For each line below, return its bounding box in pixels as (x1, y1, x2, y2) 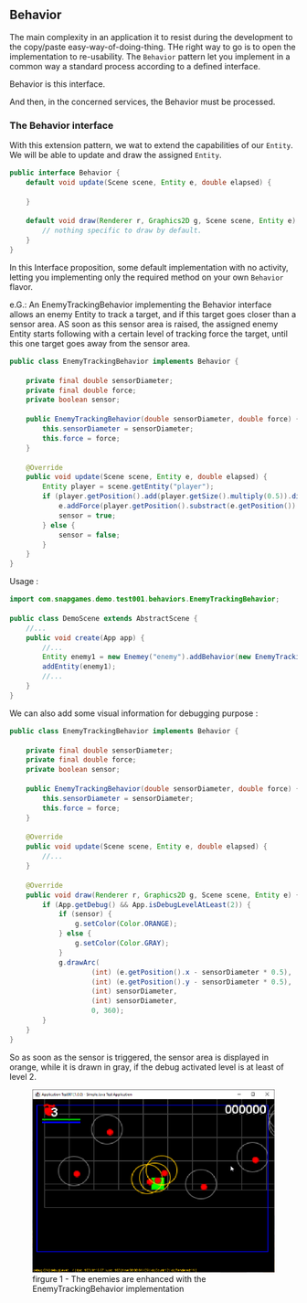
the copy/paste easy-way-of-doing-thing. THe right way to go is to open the (9, 41, 296, 52)
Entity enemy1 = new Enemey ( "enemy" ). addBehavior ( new (42, 653, 251, 662)
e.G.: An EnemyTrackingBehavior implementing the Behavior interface (9, 299, 272, 310)
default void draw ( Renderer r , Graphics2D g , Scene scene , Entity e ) (26, 217, 297, 226)
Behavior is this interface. (9, 78, 106, 90)
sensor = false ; (58, 530, 121, 539)
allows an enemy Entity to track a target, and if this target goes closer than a (9, 308, 297, 319)
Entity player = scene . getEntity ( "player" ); (42, 482, 215, 492)
